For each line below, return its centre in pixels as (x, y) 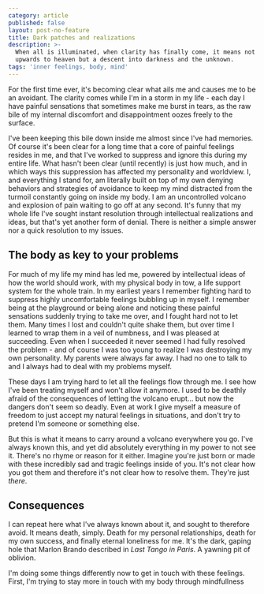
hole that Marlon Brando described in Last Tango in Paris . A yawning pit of (129, 550)
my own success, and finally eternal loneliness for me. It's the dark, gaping (130, 541)
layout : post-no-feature (49, 30)
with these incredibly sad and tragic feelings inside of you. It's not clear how (132, 464)
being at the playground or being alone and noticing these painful (114, 308)
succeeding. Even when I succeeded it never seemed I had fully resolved (127, 341)
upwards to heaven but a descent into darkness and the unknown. (125, 60)
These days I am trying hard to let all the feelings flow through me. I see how (132, 381)
